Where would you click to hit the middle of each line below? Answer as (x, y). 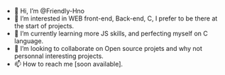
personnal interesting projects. (59, 56)
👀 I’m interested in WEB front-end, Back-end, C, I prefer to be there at (116, 18)
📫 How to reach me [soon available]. (68, 64)
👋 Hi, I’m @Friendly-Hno (49, 11)
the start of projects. (44, 26)
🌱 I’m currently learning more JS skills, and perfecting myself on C (111, 33)
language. (29, 41)
